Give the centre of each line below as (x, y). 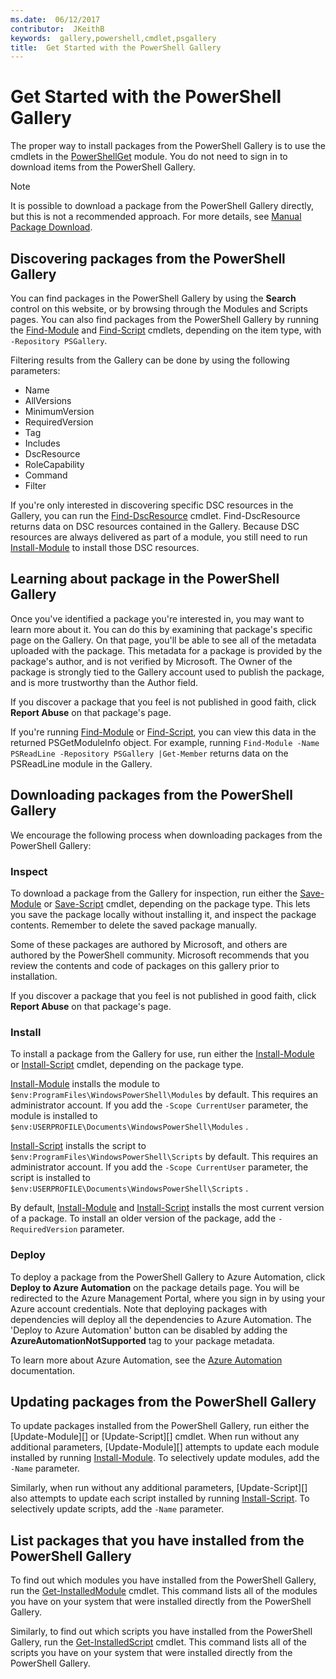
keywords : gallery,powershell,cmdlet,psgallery (113, 38)
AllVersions (48, 400)
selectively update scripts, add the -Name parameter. (117, 1509)
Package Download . (51, 227)
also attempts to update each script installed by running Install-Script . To (160, 1498)
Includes (42, 443)
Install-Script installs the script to (78, 1146)
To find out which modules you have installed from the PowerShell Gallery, (163, 1580)
